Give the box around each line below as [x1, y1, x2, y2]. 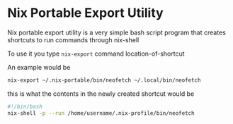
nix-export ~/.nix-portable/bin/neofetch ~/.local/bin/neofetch [7, 76, 201, 84]
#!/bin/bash [7, 103, 42, 110]
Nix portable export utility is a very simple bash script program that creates [7, 28, 227, 37]
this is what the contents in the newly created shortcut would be [7, 89, 195, 98]
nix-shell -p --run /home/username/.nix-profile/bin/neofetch [7, 109, 195, 117]
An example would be [7, 63, 71, 71]
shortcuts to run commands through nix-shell [7, 35, 140, 44]
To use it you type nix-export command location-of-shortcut [7, 49, 185, 58]
